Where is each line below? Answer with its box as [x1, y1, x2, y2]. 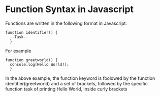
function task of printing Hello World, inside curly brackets [5, 86, 127, 92]
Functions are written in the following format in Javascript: [5, 20, 127, 26]
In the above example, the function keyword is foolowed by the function [5, 75, 155, 81]
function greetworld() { [5, 57, 58, 63]
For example [5, 47, 31, 54]
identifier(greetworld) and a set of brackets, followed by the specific [5, 80, 148, 86]
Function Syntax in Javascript [5, 4, 134, 15]
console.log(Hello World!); [10, 62, 70, 67]
